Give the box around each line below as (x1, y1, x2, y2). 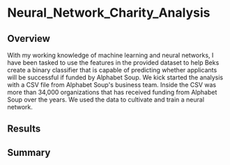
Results (7, 123, 41, 135)
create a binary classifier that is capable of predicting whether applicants (7, 66, 217, 74)
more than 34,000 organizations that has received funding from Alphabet (7, 88, 217, 96)
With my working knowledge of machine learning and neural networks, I (7, 51, 214, 59)
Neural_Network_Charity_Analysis (7, 5, 210, 21)
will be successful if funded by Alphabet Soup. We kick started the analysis (7, 73, 224, 81)
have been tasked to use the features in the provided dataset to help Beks (7, 58, 220, 67)
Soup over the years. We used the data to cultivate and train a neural (7, 95, 204, 104)
